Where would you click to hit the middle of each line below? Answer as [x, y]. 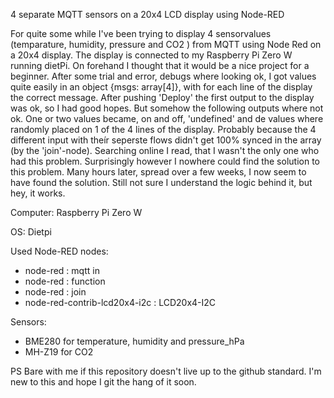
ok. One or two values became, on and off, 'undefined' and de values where [167, 118]
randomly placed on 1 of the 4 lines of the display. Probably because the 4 [163, 129]
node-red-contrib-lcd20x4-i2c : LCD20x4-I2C [120, 302]
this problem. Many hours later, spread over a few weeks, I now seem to [158, 172]
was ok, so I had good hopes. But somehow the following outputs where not [167, 108]
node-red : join [55, 292]
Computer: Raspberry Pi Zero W [76, 212]
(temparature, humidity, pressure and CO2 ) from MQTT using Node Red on [166, 44]
